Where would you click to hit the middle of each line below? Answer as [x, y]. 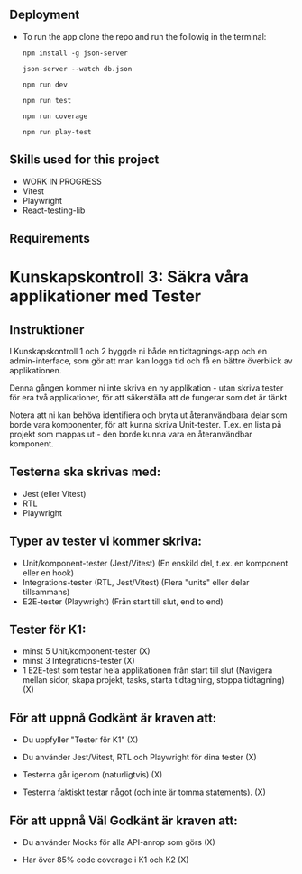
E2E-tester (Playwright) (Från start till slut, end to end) [123, 601]
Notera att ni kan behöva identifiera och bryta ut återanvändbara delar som [148, 415]
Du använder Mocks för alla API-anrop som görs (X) [119, 842]
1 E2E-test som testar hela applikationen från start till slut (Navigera [147, 670]
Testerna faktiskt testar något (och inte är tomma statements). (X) [144, 792]
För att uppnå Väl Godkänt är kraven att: [124, 820]
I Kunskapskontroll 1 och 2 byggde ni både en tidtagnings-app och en [138, 352]
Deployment [45, 15]
